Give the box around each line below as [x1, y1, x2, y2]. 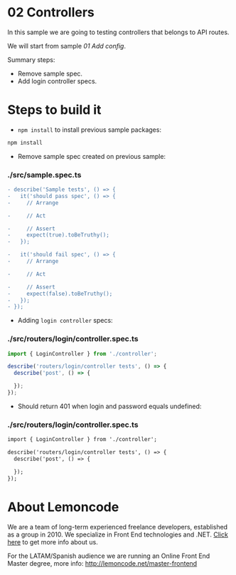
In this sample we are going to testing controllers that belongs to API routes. [7, 28, 230, 36]
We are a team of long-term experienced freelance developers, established [7, 522, 228, 531]
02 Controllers [7, 4, 95, 21]
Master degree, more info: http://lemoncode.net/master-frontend [7, 559, 198, 567]
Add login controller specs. [17, 76, 97, 86]
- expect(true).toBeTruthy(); [7, 232, 110, 239]
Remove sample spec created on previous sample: [17, 152, 166, 160]
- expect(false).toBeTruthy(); [7, 290, 113, 297]
